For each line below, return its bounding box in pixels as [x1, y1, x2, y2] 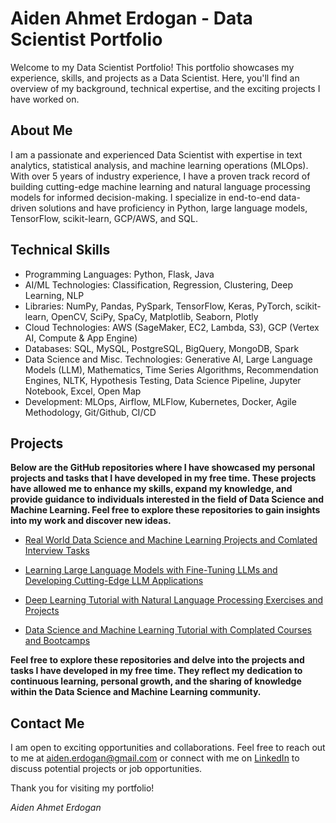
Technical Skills [10, 242, 111, 259]
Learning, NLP [24, 289, 85, 301]
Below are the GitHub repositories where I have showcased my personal [10, 462, 316, 474]
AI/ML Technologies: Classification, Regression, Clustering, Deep [24, 278, 293, 291]
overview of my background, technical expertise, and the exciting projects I [10, 82, 321, 94]
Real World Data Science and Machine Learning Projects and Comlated [24, 534, 318, 546]
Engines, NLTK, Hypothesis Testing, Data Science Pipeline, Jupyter [24, 374, 302, 386]
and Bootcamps [24, 635, 91, 647]
